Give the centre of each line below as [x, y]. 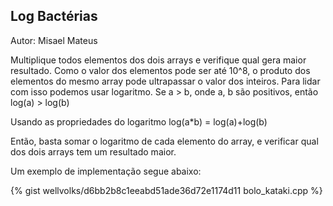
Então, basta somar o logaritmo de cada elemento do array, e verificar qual [164, 141]
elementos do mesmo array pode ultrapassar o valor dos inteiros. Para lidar [165, 81]
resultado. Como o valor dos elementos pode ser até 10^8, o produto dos [160, 70]
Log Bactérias [54, 16]
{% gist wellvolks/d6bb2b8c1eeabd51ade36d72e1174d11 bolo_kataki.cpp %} [166, 190]
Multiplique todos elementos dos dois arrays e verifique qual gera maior [158, 60]
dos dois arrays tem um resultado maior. [93, 151]
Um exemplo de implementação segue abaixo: [106, 171]
